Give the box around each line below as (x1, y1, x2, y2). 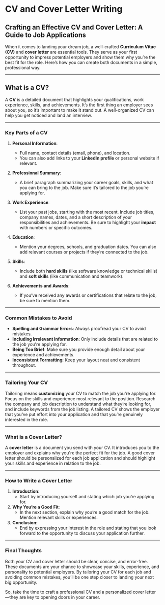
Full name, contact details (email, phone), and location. (19, 150, 131, 156)
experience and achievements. (12, 352, 75, 358)
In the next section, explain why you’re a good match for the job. (19, 509, 150, 515)
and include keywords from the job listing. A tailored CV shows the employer (5, 406, 160, 412)
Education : (12, 234, 35, 240)
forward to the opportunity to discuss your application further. (19, 530, 145, 536)
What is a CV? (5, 84, 49, 92)
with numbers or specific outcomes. (19, 225, 93, 231)
